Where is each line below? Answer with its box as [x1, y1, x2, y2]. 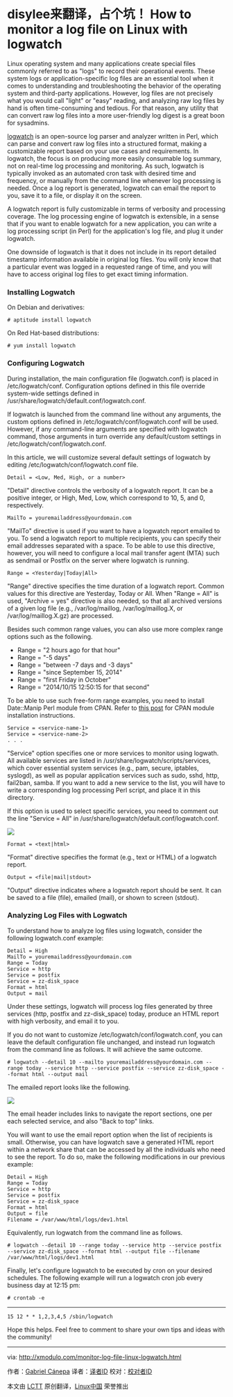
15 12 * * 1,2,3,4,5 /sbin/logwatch [7, 1313, 113, 1320]
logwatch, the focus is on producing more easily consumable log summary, [7, 154, 222, 162]
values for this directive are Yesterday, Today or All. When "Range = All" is [7, 589, 219, 597]
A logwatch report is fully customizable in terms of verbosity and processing [7, 205, 226, 213]
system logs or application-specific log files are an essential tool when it [7, 74, 214, 82]
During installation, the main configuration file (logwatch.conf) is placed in [7, 374, 218, 383]
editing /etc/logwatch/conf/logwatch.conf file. [7, 460, 139, 468]
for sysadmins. [7, 118, 50, 127]
